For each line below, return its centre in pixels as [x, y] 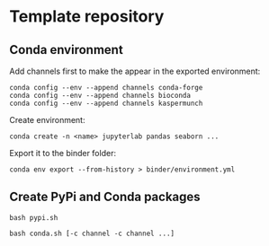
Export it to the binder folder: [63, 153]
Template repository [87, 17]
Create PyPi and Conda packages [105, 197]
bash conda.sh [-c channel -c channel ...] [92, 233]
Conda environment [66, 50]
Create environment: [47, 120]
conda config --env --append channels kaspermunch [106, 103]
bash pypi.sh [34, 217]
